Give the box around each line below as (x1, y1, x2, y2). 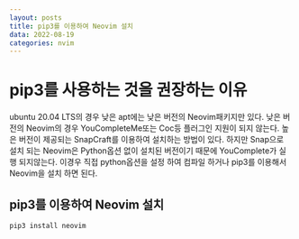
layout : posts (9, 13, 63, 23)
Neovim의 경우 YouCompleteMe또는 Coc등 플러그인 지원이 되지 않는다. (25, 123, 280, 133)
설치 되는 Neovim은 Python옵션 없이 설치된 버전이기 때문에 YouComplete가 (9, 145, 277, 156)
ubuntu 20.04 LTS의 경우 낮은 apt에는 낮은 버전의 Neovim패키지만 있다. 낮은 (9, 112, 281, 123)
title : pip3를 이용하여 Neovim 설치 (9, 22, 133, 31)
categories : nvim (9, 38, 75, 48)
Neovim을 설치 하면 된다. (9, 168, 98, 179)
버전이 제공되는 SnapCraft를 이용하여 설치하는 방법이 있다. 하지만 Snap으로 (18, 134, 285, 145)
